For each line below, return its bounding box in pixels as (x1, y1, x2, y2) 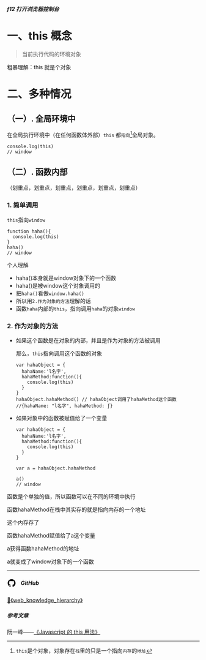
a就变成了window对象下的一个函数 (7, 558, 94, 565)
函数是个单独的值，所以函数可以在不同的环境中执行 (7, 493, 136, 500)
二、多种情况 (7, 88, 72, 101)
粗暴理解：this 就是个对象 (7, 63, 72, 70)
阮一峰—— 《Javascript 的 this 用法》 (7, 628, 101, 636)
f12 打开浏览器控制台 (7, 6, 59, 12)
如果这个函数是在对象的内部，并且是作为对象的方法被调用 (15, 337, 161, 344)
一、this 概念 (7, 29, 72, 43)
